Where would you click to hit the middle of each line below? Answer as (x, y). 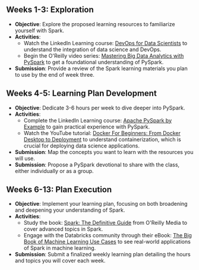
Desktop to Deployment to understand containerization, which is (102, 139)
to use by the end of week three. (55, 74)
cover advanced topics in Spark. (63, 229)
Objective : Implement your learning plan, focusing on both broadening (101, 204)
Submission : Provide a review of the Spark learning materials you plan (101, 68)
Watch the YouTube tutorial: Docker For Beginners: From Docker (102, 133)
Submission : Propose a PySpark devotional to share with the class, (97, 164)
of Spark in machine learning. (60, 248)
